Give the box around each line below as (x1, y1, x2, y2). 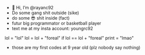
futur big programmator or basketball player (11, 20, 101, 26)
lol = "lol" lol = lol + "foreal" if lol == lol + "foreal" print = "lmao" (4, 35, 134, 41)
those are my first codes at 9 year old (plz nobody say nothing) (11, 45, 141, 50)
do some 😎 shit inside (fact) (11, 15, 70, 21)
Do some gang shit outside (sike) (11, 10, 80, 16)
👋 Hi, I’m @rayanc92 (11, 5, 54, 10)
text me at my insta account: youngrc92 (11, 26, 94, 31)
